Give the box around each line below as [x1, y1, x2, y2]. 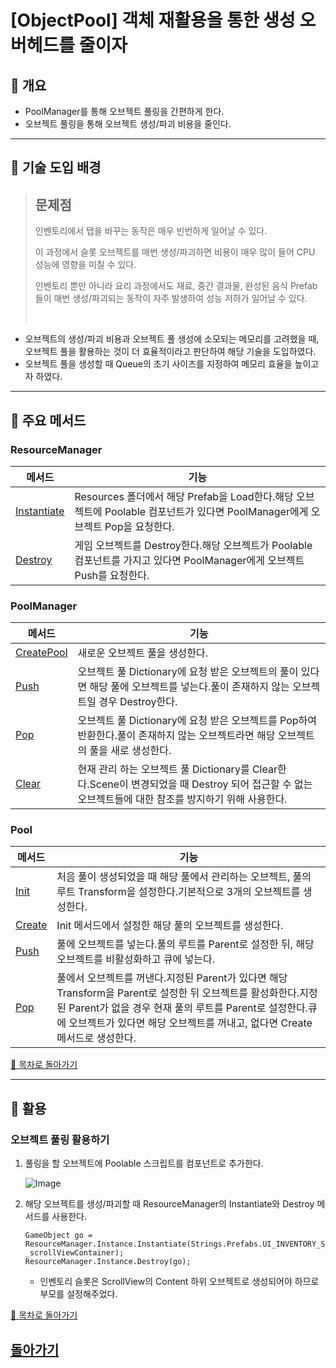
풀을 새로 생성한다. [89, 744, 172, 758]
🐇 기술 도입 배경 [10, 159, 102, 176]
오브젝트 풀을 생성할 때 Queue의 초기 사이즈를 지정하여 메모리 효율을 [24, 358, 293, 370]
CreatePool [15, 646, 68, 660]
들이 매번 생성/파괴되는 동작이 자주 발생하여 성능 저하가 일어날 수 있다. [34, 292, 308, 305]
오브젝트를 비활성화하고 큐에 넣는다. [56, 952, 216, 966]
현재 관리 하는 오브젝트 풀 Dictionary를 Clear [77, 762, 278, 776]
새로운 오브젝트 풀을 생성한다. [77, 646, 209, 660]
